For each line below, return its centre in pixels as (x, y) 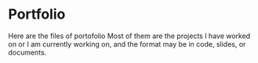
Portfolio (37, 14)
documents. (27, 52)
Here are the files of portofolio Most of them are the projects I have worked (129, 36)
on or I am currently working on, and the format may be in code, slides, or (127, 44)
